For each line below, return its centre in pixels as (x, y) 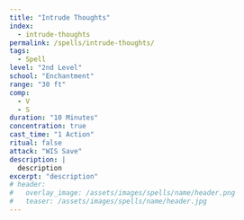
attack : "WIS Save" (46, 151)
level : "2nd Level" (46, 68)
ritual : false (36, 143)
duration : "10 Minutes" (54, 118)
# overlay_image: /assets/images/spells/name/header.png (122, 193)
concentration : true (48, 127)
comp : (19, 92)
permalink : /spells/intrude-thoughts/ (82, 43)
